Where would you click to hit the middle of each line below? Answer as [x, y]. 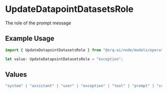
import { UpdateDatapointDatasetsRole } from [53, 50]
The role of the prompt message [38, 23]
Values [16, 74]
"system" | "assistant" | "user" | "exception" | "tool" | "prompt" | [80, 86]
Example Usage [30, 39]
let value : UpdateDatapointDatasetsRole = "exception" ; [64, 59]
